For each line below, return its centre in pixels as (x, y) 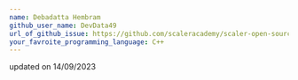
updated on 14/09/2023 (52, 67)
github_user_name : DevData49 (63, 25)
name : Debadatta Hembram (55, 17)
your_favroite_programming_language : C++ (87, 42)
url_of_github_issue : (49, 33)
